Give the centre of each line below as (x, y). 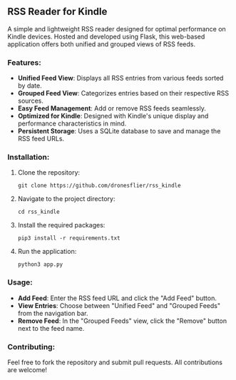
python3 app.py (40, 265)
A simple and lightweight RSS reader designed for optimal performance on (117, 29)
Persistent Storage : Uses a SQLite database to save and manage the (119, 131)
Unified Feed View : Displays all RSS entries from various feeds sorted (120, 78)
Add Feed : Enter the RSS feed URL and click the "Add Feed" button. (117, 298)
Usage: (20, 282)
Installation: (29, 158)
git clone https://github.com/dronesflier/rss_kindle (99, 186)
